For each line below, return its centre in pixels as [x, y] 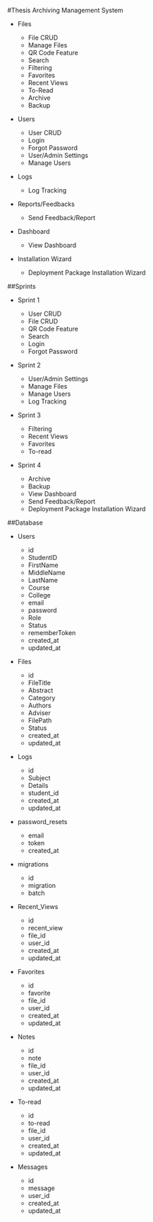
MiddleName [47, 572]
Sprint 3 [29, 415]
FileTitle [39, 683]
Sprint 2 [29, 365]
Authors [39, 705]
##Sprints [22, 286]
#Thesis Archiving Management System [65, 10]
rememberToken [52, 633]
